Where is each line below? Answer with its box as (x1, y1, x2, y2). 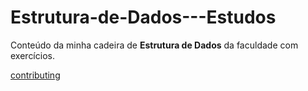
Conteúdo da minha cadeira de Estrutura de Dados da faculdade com (10, 39, 299, 51)
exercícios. (10, 49, 55, 61)
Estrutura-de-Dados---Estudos (10, 6, 277, 29)
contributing (10, 69, 61, 81)
